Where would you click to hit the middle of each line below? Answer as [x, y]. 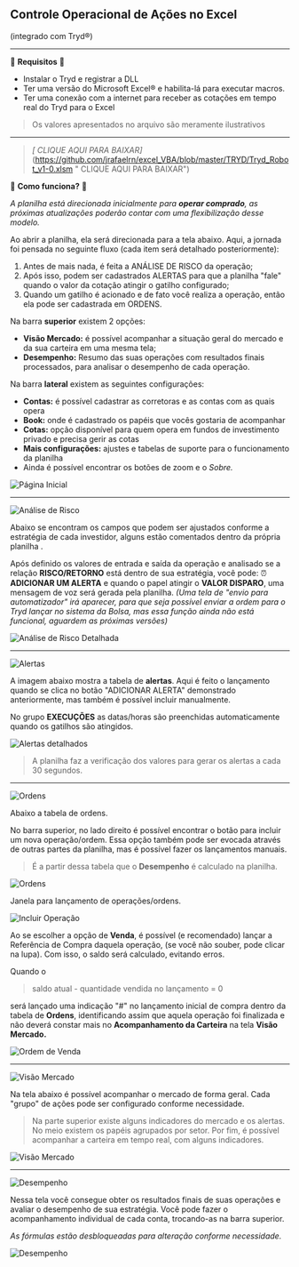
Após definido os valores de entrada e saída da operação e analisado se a [146, 563]
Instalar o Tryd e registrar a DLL [81, 78]
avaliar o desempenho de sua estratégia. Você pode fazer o [119, 1209]
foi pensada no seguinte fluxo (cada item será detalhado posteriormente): [145, 249]
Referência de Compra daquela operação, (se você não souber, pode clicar [148, 944]
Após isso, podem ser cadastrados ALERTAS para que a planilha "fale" [152, 276]
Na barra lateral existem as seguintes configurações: [107, 384]
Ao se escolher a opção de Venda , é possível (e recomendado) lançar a [142, 935]
